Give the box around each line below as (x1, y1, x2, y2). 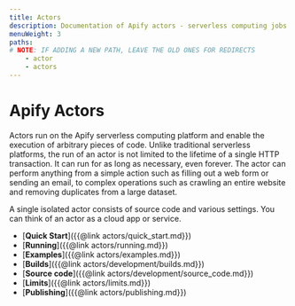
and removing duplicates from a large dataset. (9, 186, 178, 197)
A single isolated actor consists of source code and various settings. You (9, 203, 276, 214)
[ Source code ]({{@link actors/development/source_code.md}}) (21, 268, 254, 279)
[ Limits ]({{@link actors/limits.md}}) (21, 277, 151, 288)
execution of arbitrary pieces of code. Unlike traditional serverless (9, 139, 251, 150)
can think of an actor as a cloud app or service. (9, 213, 182, 224)
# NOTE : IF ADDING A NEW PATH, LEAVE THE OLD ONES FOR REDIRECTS (9, 46, 255, 55)
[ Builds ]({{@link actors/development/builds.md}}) (21, 258, 206, 269)
